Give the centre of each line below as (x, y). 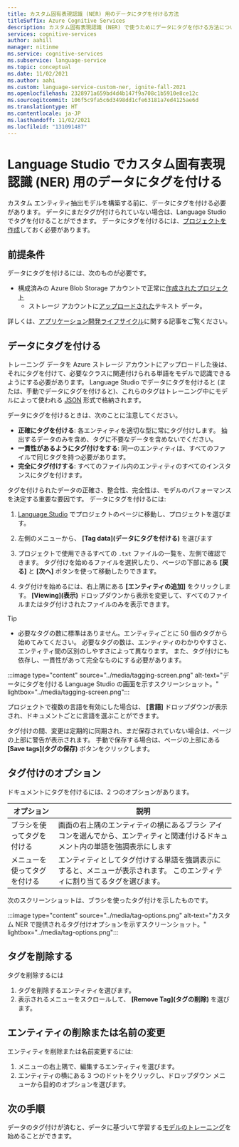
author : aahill (30, 41)
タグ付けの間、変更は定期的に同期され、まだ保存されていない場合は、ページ (119, 731)
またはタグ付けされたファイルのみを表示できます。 (99, 604)
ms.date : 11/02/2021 (38, 73)
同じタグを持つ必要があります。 (83, 457)
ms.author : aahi (31, 80)
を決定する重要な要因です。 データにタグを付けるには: (87, 499)
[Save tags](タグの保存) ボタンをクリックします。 (81, 749)
